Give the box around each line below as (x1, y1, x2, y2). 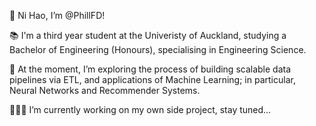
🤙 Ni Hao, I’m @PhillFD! (9, 10, 106, 21)
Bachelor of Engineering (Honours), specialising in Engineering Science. (9, 44, 307, 55)
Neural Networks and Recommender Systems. (9, 85, 201, 96)
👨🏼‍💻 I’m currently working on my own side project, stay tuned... (9, 104, 272, 115)
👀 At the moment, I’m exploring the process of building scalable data (9, 63, 292, 75)
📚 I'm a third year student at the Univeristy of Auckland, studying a (9, 30, 287, 41)
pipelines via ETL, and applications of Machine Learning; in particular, (9, 74, 296, 85)
